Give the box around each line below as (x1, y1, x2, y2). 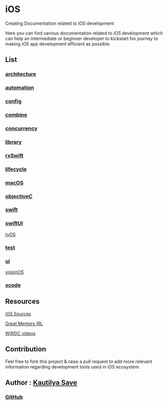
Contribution (5, 345, 46, 353)
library (5, 138, 22, 145)
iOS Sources (5, 310, 31, 317)
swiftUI (5, 220, 23, 227)
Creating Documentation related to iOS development (5, 20, 114, 26)
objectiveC (5, 193, 33, 200)
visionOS (5, 269, 24, 275)
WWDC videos (5, 330, 36, 336)
